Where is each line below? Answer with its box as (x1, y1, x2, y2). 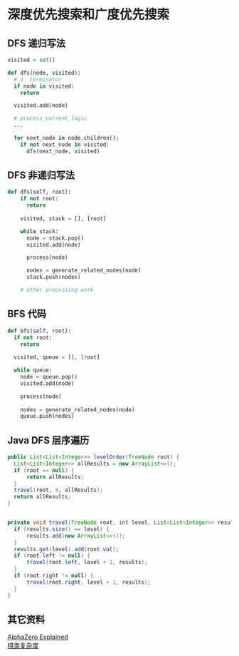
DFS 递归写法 (7, 37, 66, 49)
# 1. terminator (14, 76, 62, 83)
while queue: (14, 367, 53, 374)
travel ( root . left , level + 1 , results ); (26, 559, 148, 566)
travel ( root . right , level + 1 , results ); (26, 578, 152, 585)
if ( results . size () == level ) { (14, 526, 110, 533)
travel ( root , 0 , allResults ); (14, 486, 103, 494)
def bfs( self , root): (7, 327, 72, 334)
